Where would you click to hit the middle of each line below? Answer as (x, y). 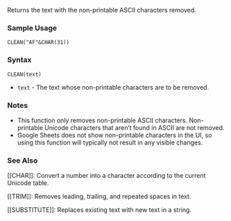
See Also (23, 161)
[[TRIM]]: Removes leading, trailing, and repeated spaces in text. (99, 197)
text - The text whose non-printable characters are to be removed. (113, 87)
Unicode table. (28, 183)
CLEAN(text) (24, 74)
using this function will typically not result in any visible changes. (110, 142)
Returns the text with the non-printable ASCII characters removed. (102, 10)
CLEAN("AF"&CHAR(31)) (38, 42)
